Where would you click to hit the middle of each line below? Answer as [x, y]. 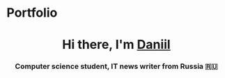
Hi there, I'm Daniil [116, 45]
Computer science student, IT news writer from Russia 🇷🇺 [116, 66]
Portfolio [32, 13]
